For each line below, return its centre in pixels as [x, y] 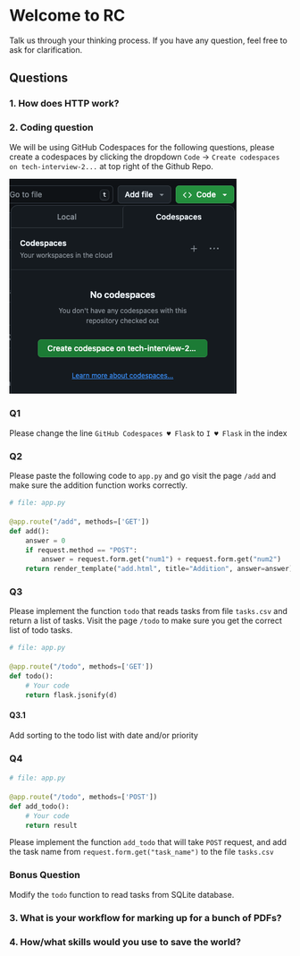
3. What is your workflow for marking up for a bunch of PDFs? [146, 918]
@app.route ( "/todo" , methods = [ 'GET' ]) [81, 667]
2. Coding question [51, 128]
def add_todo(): [39, 807]
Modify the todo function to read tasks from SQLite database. [122, 894]
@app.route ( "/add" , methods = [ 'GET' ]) [79, 521]
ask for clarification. [46, 49]
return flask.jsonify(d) [71, 695]
